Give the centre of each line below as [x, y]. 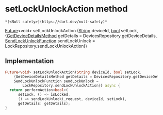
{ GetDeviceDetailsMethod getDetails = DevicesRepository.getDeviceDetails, [81, 36]
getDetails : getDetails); [44, 103]
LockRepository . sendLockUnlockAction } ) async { [71, 86]
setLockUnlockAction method [66, 9]
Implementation [30, 61]
